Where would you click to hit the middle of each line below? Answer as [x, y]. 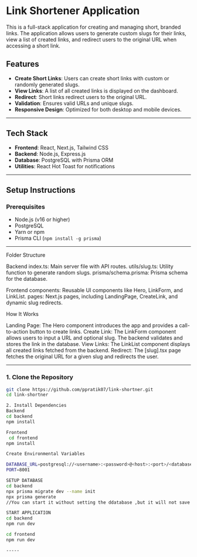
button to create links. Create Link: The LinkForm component [103, 332]
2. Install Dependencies [36, 406]
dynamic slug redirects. [35, 303]
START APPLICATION [28, 513]
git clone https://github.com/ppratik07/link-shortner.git [80, 389]
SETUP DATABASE [25, 481]
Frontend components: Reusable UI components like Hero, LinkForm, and [94, 290]
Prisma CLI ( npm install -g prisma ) [58, 238]
